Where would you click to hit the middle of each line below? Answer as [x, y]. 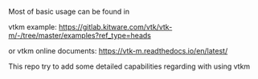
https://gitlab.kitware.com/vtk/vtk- [116, 27]
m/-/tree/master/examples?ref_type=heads [80, 36]
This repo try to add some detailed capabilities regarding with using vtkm [129, 66]
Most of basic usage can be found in [69, 12]
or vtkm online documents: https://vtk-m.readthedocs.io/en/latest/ [118, 51]
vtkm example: [33, 27]
